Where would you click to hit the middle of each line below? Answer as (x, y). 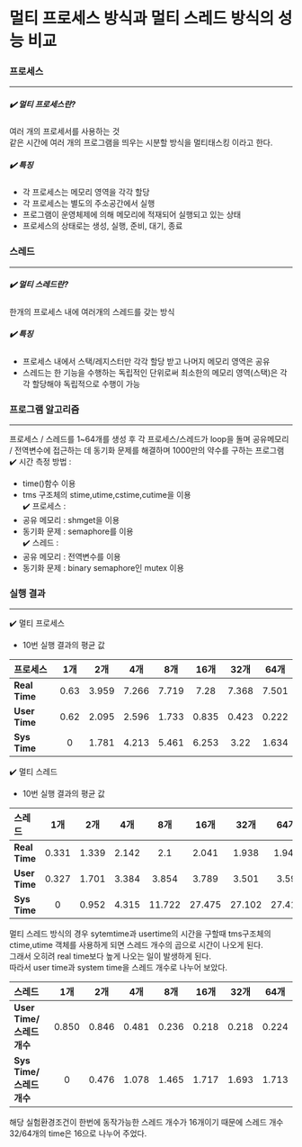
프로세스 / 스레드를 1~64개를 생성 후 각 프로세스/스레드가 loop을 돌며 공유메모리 (149, 438)
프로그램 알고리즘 (44, 409)
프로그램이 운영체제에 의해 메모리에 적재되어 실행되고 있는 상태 (131, 215)
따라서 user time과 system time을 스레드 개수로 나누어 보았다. (118, 968)
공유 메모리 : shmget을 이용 (71, 519)
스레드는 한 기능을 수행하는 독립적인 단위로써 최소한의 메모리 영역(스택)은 (150, 372)
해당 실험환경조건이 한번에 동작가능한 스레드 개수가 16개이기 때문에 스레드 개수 (147, 1123)
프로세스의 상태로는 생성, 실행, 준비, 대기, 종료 (102, 226)
